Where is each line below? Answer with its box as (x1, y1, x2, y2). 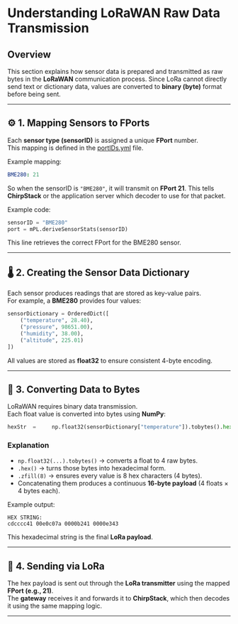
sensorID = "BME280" (7, 219, 69, 226)
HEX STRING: (7, 514, 42, 522)
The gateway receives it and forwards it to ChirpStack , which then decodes (7, 594, 230, 603)
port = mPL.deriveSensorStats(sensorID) (7, 225, 129, 232)
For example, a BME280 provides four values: (7, 296, 142, 305)
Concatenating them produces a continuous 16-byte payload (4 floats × (17, 479, 229, 488)
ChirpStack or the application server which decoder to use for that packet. (7, 191, 226, 200)
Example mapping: (7, 157, 62, 166)
